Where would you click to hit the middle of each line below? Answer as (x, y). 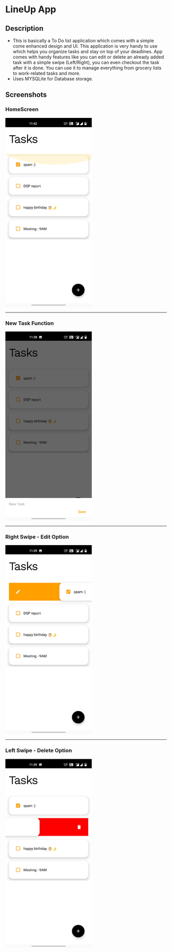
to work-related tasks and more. (47, 73)
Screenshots (26, 95)
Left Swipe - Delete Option (39, 751)
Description (24, 28)
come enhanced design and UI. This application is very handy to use (85, 46)
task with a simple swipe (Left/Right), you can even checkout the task (86, 62)
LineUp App (31, 9)
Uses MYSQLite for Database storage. (53, 79)
